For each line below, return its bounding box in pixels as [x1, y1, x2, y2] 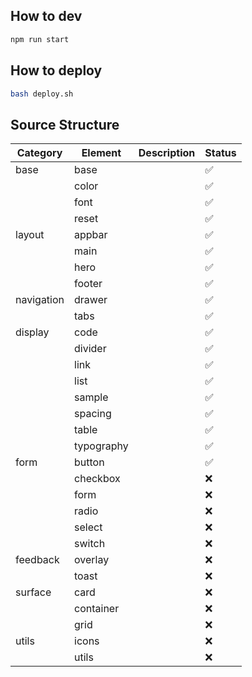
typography [74, 439, 129, 453]
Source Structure [10, 116, 120, 133]
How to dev [10, 8, 83, 25]
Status [204, 146, 237, 160]
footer [74, 277, 103, 291]
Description [138, 146, 196, 160]
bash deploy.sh [10, 89, 74, 99]
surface [15, 585, 52, 599]
